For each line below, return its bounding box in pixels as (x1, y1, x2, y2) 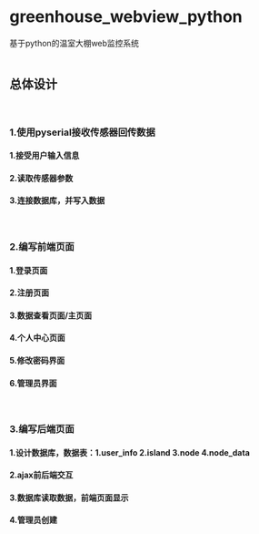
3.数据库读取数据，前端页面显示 (9, 492, 129, 503)
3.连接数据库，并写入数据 (9, 195, 105, 206)
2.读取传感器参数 (9, 172, 74, 183)
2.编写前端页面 (9, 240, 75, 252)
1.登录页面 (9, 264, 48, 275)
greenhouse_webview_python (9, 6, 243, 27)
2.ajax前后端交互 (9, 469, 74, 480)
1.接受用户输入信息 (9, 150, 80, 161)
